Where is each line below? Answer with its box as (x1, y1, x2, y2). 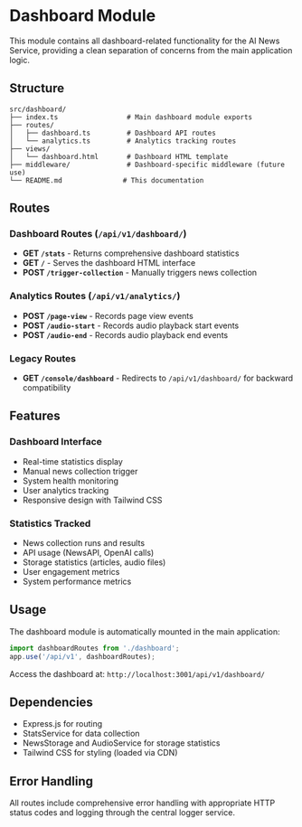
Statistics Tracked (9, 517, 91, 530)
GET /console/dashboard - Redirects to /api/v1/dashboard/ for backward (22, 372, 294, 384)
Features (9, 409, 61, 424)
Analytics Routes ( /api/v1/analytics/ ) (9, 290, 181, 303)
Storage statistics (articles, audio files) (22, 557, 166, 568)
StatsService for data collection (22, 728, 140, 739)
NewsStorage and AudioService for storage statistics (22, 738, 221, 748)
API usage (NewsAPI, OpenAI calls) (22, 548, 155, 559)
